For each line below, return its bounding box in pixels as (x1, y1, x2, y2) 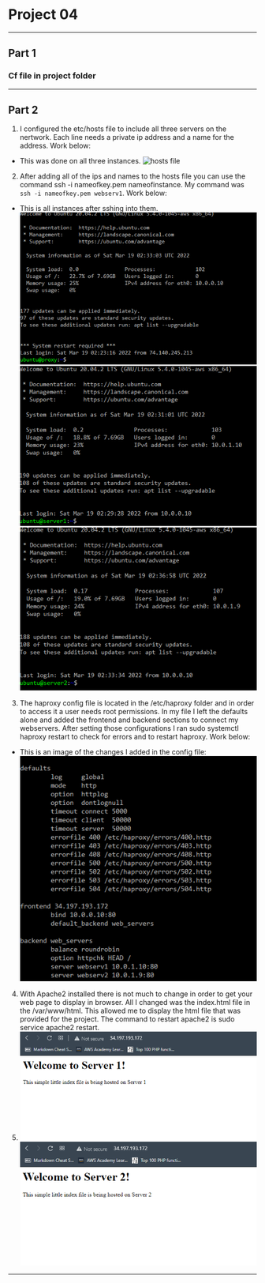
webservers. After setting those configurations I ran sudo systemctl (19, 724, 239, 733)
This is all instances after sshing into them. (19, 204, 159, 213)
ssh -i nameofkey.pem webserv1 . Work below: (19, 188, 167, 198)
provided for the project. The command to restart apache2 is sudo (19, 1014, 235, 1024)
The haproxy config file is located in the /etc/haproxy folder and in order (19, 698, 255, 708)
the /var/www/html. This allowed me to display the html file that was (19, 1006, 241, 1016)
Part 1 (8, 47, 37, 60)
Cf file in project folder (8, 70, 96, 81)
